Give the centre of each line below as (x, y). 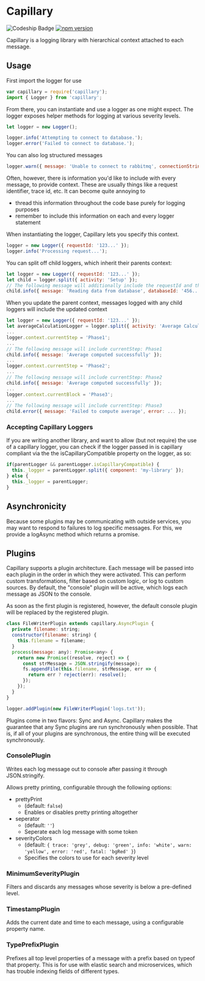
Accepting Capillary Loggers (50, 428)
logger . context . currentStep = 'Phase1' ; (59, 338)
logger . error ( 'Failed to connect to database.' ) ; (71, 144)
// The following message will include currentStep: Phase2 (85, 377)
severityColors (34, 838)
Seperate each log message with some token (81, 831)
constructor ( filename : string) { (54, 635)
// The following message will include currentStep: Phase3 (85, 406)
